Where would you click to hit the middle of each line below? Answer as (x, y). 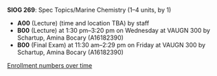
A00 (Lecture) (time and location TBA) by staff (83, 23)
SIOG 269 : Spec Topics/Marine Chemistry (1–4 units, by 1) (89, 10)
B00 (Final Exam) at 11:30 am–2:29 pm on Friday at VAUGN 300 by (111, 45)
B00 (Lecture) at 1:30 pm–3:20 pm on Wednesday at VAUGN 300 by (114, 30)
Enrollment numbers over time (50, 65)
